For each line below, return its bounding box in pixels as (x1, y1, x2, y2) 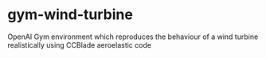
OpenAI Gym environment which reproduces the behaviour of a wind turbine (7, 32, 259, 41)
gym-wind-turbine (7, 6, 133, 24)
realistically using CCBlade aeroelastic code (7, 40, 152, 49)
